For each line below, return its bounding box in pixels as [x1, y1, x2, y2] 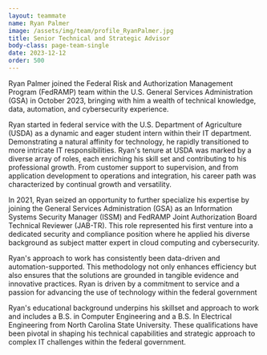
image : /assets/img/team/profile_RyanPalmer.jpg [8, 27, 174, 35]
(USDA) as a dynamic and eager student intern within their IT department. [8, 128, 252, 137]
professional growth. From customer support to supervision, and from [8, 162, 239, 172]
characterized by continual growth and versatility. [8, 179, 172, 189]
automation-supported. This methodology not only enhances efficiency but [8, 262, 257, 271]
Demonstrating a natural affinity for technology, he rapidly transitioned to [8, 137, 249, 146]
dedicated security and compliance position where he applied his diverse [8, 229, 250, 239]
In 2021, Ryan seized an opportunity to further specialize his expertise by [8, 194, 250, 205]
